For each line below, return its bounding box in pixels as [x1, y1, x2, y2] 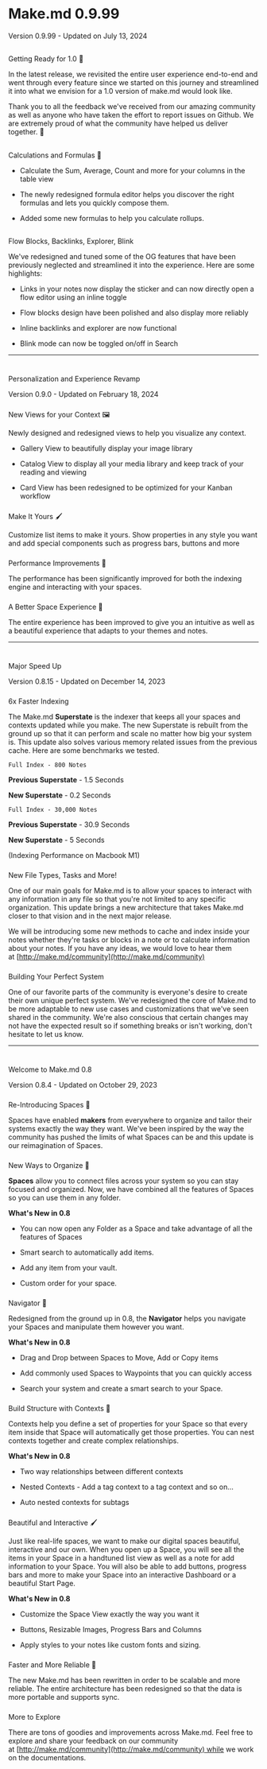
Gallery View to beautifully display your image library [19, 444, 193, 453]
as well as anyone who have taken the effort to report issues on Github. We [8, 111, 254, 120]
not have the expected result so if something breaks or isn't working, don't [8, 1021, 253, 1030]
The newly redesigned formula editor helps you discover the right [19, 189, 234, 199]
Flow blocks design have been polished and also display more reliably [19, 308, 249, 318]
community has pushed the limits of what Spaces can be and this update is [8, 1132, 254, 1142]
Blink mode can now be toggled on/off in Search [19, 339, 179, 348]
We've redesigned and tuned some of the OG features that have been [8, 252, 236, 262]
